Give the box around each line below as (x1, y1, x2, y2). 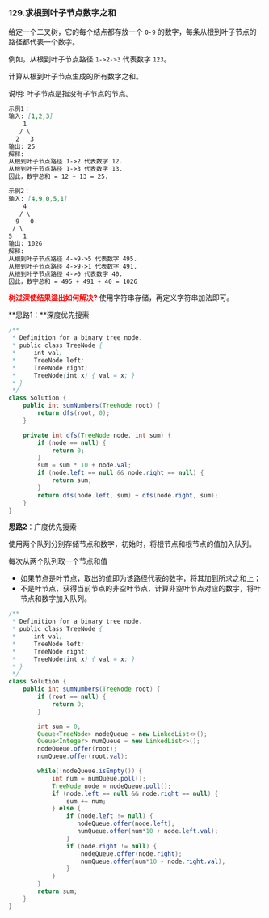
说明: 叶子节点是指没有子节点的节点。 (8, 89, 133, 99)
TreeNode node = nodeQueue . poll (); (51, 782, 172, 790)
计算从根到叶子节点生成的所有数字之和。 (8, 71, 143, 82)
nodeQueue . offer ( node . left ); (77, 819, 175, 828)
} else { (51, 805, 82, 813)
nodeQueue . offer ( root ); (37, 745, 117, 753)
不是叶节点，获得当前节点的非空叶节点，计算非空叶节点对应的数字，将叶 (19, 584, 261, 594)
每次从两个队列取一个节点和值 (8, 556, 107, 566)
